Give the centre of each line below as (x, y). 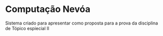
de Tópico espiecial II (27, 28)
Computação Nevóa (48, 9)
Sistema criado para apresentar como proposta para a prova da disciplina (82, 23)
